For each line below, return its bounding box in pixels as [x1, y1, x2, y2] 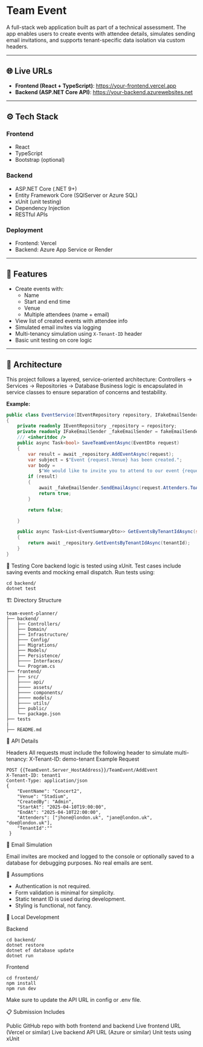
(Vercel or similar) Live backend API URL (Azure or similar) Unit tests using [6, 1028, 192, 1036]
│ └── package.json [6, 711, 61, 717]
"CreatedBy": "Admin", [17, 798, 74, 805]
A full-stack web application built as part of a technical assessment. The [6, 24, 186, 31]
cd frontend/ [6, 975, 39, 981]
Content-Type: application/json [6, 777, 88, 784]
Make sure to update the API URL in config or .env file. [6, 996, 142, 1003]
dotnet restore [6, 942, 45, 948]
